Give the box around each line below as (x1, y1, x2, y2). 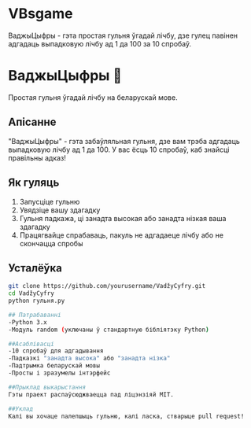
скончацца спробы (19, 238, 83, 248)
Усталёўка (8, 261, 63, 275)
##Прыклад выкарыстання (8, 383, 87, 391)
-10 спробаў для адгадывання (8, 347, 104, 355)
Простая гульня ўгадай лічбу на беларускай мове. (8, 92, 179, 102)
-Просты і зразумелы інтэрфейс (8, 369, 111, 378)
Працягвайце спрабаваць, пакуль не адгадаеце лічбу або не (19, 230, 224, 240)
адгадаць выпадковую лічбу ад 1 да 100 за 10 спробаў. (8, 39, 192, 48)
